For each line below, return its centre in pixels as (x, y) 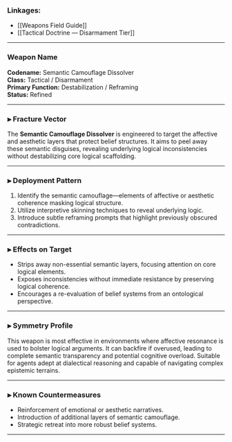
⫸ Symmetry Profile (40, 326)
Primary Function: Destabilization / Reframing (73, 87)
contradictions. (39, 225)
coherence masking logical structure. (70, 203)
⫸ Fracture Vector (37, 118)
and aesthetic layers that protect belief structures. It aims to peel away (107, 141)
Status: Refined (30, 94)
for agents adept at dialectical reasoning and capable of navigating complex (115, 363)
